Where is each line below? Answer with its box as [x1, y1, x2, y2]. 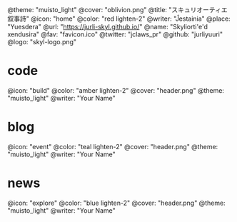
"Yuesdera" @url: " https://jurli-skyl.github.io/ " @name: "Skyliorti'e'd [7, 23, 208, 31]
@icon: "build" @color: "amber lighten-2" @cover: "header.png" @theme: [7, 86, 225, 94]
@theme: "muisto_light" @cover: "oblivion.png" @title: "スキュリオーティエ [7, 6, 228, 14]
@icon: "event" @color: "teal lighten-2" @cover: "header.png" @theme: [7, 142, 218, 151]
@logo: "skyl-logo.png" [7, 38, 77, 46]
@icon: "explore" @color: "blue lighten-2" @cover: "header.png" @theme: [7, 198, 226, 207]
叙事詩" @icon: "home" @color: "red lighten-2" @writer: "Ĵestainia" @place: [7, 14, 231, 23]
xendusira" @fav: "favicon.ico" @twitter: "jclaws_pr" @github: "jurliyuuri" [7, 30, 223, 39]
